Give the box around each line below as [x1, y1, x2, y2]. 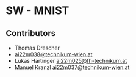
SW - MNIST [5, 4, 70, 18]
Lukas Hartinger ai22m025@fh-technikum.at [14, 57, 127, 64]
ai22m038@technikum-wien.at [14, 51, 93, 58]
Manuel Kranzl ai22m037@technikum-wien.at [14, 64, 130, 71]
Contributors [5, 28, 56, 38]
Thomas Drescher [14, 44, 60, 51]
